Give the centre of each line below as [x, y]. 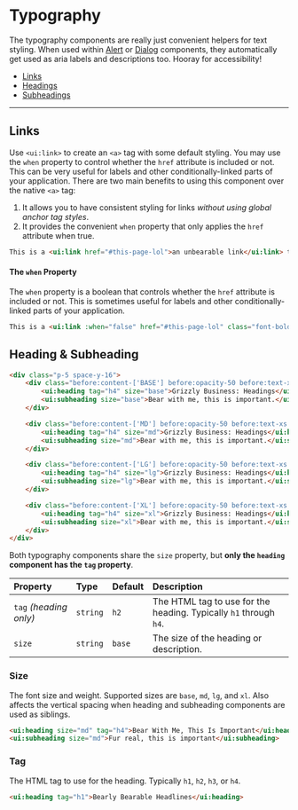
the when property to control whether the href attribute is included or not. [142, 161]
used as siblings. [40, 714]
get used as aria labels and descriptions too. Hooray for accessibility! [136, 59]
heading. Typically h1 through [213, 613]
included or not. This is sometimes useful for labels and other [121, 301]
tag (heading [41, 607]
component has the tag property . [71, 565]
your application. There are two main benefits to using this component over [147, 181]
